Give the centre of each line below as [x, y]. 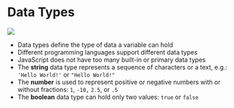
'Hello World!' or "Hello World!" [66, 74]
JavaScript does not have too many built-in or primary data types [111, 60]
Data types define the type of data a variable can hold [95, 45]
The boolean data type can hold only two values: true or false [108, 97]
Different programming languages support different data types [108, 52]
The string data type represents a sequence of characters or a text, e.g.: [122, 67]
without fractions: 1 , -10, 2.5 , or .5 [68, 89]
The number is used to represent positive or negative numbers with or [119, 82]
